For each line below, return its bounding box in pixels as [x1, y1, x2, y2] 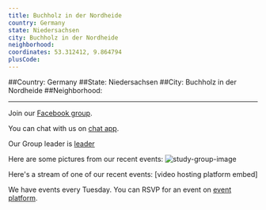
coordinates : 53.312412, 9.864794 [8, 48, 123, 56]
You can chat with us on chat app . [8, 123, 120, 133]
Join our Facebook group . [8, 108, 93, 118]
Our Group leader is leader [8, 139, 95, 148]
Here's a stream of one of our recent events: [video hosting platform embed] [8, 169, 258, 178]
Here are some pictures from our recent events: [8, 154, 164, 163]
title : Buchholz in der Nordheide [8, 11, 123, 20]
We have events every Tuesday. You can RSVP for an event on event [8, 185, 232, 194]
